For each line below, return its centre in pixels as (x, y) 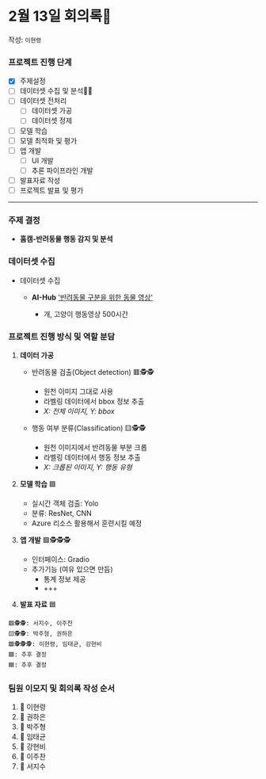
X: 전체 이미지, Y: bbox (79, 411)
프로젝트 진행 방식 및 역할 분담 (62, 336)
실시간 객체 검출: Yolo (65, 503)
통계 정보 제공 (65, 579)
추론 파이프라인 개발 (62, 170)
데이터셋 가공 (52, 111)
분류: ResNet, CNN (62, 513)
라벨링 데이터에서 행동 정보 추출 (92, 457)
